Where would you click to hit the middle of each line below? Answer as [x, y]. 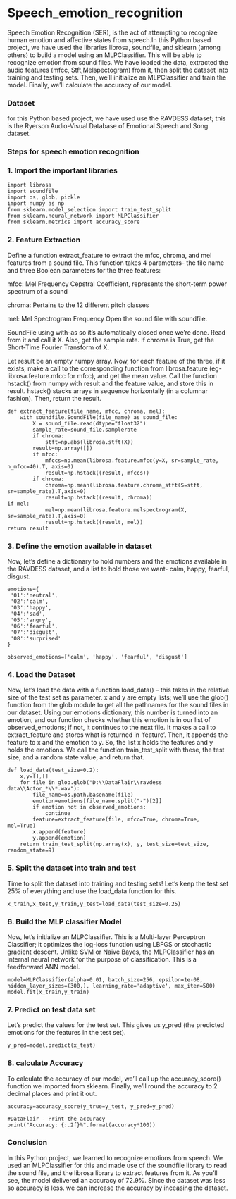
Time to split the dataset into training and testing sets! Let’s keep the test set [118, 883]
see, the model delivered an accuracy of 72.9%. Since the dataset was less [117, 1180]
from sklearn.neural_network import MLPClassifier [83, 216]
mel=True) [22, 826]
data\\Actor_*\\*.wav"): [44, 789]
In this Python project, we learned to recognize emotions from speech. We [115, 1157]
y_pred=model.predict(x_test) [52, 1045]
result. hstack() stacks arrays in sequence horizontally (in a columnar [107, 391]
